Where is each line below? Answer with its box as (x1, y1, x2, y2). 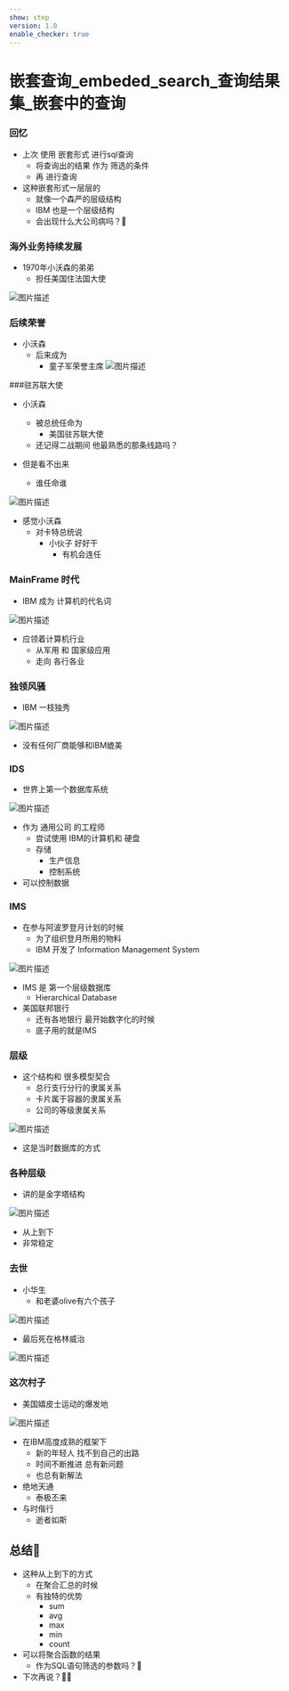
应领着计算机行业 (21, 633, 85, 644)
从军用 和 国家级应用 (35, 644, 111, 655)
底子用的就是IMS (35, 1025, 97, 1035)
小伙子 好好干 (48, 538, 99, 549)
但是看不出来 (21, 459, 69, 470)
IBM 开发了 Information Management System (35, 944, 200, 954)
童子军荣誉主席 (48, 361, 104, 372)
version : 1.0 (9, 21, 58, 30)
